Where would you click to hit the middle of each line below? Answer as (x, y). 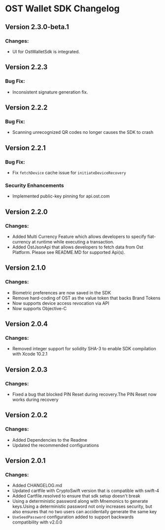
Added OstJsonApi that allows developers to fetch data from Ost (78, 247)
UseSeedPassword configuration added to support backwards (73, 517)
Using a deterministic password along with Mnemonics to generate (80, 501)
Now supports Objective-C (39, 308)
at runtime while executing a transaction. (73, 242)
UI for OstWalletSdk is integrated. (46, 51)
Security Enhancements (34, 185)
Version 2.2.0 (26, 212)
